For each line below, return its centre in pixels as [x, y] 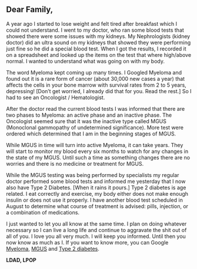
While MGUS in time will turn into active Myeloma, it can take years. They [95, 145]
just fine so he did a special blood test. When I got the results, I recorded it [96, 49]
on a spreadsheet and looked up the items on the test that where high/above [99, 55]
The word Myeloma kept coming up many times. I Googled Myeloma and [94, 72]
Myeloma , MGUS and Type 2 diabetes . [53, 248]
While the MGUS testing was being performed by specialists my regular [93, 175]
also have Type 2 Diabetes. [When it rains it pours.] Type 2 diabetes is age [96, 188]
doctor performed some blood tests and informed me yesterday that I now [96, 181]
